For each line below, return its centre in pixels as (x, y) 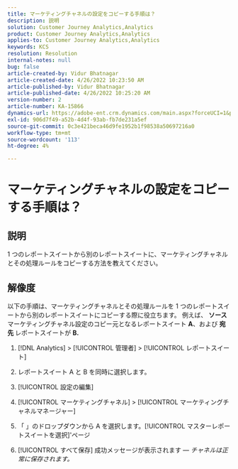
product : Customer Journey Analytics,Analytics (79, 34)
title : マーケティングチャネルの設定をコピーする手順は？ (81, 14)
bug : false (23, 67)
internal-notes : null (39, 60)
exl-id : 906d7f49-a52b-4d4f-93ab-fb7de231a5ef (77, 119)
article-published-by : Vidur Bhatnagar (66, 87)
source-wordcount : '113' (44, 139)
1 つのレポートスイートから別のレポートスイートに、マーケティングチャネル (118, 254)
